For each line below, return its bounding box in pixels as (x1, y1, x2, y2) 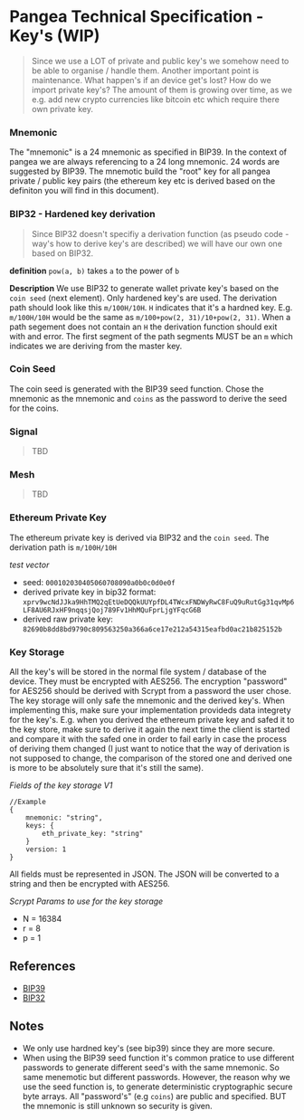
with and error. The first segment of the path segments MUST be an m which (9, 330, 293, 341)
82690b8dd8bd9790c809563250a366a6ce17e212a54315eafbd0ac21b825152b (22, 624, 282, 634)
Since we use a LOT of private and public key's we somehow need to (31, 55, 290, 66)
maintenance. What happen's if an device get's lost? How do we (31, 74, 271, 85)
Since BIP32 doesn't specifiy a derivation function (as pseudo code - (31, 228, 290, 239)
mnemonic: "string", (25, 813, 103, 822)
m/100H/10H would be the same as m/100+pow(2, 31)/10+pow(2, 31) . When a (9, 311, 291, 322)
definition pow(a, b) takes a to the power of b (9, 265, 179, 276)
